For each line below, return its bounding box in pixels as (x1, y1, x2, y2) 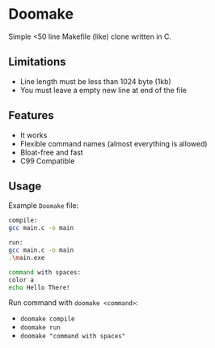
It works (19, 130, 48, 140)
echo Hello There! (8, 283, 70, 291)
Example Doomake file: (8, 201, 79, 210)
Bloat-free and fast (19, 147, 83, 157)
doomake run (19, 324, 61, 332)
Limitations (8, 55, 66, 69)
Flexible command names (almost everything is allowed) (19, 138, 208, 148)
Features (8, 108, 54, 122)
